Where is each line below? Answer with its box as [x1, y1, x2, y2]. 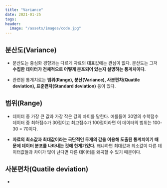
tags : [5, 16, 16, 21]
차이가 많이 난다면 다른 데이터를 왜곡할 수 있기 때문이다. [34, 148, 142, 155]
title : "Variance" [5, 7, 43, 12]
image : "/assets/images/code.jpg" [9, 26, 81, 31]
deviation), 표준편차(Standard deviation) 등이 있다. [12, 83, 116, 89]
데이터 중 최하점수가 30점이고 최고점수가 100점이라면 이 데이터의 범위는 [12, 119, 152, 125]
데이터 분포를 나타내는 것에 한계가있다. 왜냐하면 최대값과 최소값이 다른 [21, 142, 157, 148]
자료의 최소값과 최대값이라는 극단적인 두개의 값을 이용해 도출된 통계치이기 [12, 136, 154, 142]
